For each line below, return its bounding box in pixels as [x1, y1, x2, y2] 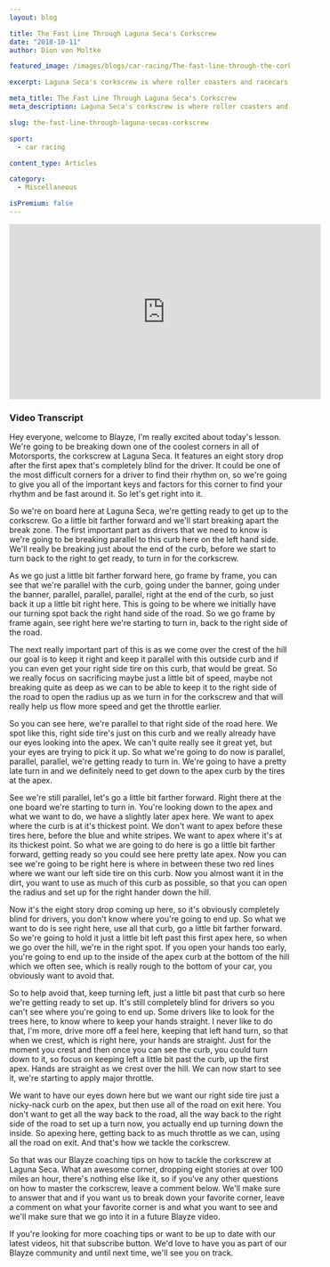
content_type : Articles [9, 158, 98, 167]
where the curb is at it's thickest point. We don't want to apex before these [9, 821, 283, 832]
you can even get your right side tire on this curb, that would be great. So [9, 663, 278, 674]
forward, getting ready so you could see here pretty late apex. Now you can [9, 849, 287, 860]
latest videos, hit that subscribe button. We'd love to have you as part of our [9, 1239, 287, 1249]
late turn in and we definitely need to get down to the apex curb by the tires [9, 766, 286, 776]
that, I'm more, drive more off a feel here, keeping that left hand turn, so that [9, 1026, 289, 1036]
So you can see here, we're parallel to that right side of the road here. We [9, 719, 278, 729]
